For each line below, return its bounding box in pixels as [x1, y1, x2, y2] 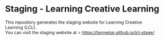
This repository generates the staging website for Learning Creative [5, 19, 142, 25]
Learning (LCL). [5, 24, 37, 30]
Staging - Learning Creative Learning [5, 3, 160, 14]
